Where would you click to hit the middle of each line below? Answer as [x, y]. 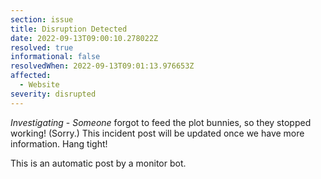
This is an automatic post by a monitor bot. [98, 163]
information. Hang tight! [59, 143]
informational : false [55, 57]
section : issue [42, 19]
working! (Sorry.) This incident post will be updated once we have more [157, 133]
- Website [39, 85]
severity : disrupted [53, 94]
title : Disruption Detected [69, 29]
